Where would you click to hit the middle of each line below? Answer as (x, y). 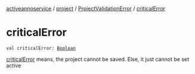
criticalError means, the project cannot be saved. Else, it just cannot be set (98, 59)
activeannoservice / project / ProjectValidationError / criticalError (86, 9)
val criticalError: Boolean (41, 48)
